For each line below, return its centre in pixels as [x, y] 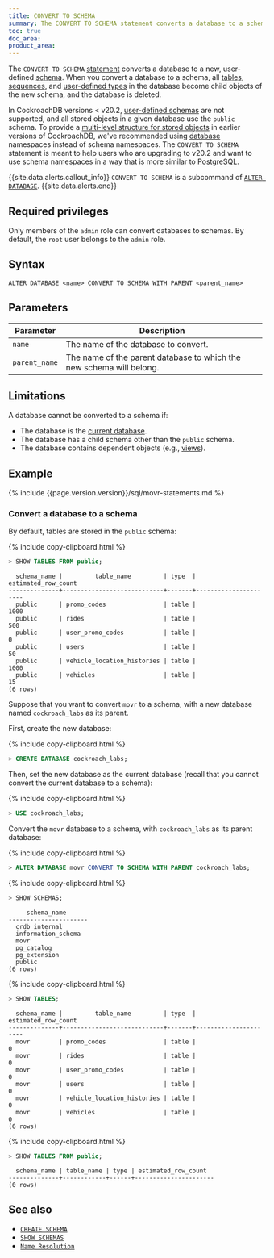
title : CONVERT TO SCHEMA [52, 16]
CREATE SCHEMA [44, 1230]
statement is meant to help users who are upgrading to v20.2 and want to [130, 153]
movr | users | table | [106, 1084]
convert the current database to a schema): [81, 783]
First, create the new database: [60, 729]
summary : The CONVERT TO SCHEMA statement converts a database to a [126, 23]
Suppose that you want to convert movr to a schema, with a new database [131, 704]
